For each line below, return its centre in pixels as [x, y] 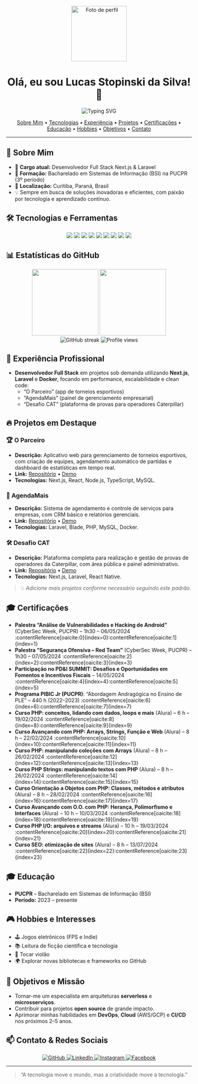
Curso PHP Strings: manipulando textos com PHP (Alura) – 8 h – [94, 769]
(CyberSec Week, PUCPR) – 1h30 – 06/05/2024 [72, 631]
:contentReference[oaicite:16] [116, 795]
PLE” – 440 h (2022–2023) [47, 701]
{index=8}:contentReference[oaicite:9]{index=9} [73, 725]
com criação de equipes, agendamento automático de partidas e [93, 461]
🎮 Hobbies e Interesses [51, 919]
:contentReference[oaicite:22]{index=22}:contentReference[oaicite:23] [101, 851]
